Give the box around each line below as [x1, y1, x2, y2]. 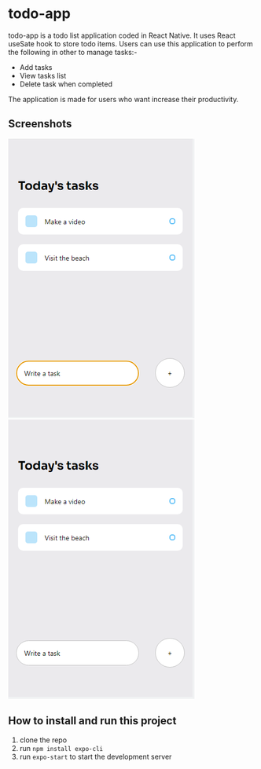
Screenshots [8, 117, 72, 130]
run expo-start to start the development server [19, 752, 172, 761]
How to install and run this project [8, 714, 177, 727]
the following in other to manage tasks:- [8, 47, 138, 57]
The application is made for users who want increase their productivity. [8, 94, 239, 104]
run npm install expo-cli [19, 743, 104, 753]
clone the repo [19, 735, 68, 745]
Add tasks [19, 62, 53, 71]
